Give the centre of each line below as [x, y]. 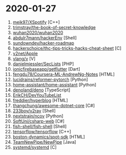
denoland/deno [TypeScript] [41, 90]
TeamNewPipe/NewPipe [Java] [44, 142]
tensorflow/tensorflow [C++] [42, 131]
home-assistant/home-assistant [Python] [54, 84]
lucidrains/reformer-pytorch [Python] [50, 79]
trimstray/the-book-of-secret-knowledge [54, 27]
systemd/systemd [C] [35, 147]
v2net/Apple [25, 53]
